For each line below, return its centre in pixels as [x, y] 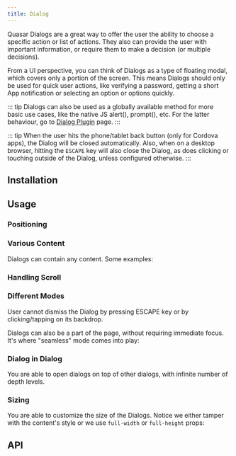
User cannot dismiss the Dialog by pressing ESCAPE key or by [98, 312]
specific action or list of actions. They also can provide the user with [107, 41]
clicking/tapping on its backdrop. [55, 319]
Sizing [18, 400]
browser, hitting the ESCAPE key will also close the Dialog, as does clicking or [118, 150]
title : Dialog [28, 14]
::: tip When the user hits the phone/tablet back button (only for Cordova [113, 135]
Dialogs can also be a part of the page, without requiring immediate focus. [116, 333]
